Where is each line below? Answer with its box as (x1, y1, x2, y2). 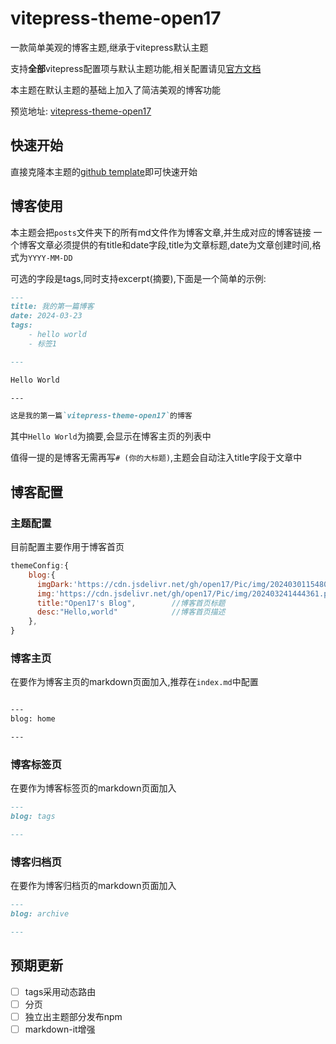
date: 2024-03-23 (10, 311, 83, 321)
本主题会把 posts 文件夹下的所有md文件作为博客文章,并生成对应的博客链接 (10, 226, 312, 238)
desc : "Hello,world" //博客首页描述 (36, 607, 226, 617)
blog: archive (10, 909, 70, 919)
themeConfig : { (10, 561, 70, 571)
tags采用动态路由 (24, 985, 97, 997)
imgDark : (36, 579, 74, 589)
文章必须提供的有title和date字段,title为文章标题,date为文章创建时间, (36, 238, 313, 251)
